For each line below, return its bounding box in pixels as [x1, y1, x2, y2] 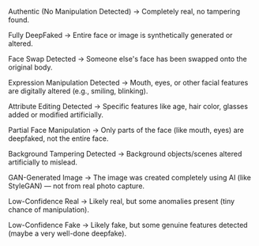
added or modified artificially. [8, 110, 104, 119]
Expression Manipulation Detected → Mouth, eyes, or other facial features [8, 78, 249, 87]
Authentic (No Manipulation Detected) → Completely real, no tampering [8, 7, 241, 16]
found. [8, 15, 30, 25]
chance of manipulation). [8, 205, 89, 214]
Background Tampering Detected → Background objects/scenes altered [8, 149, 242, 158]
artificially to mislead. [8, 157, 77, 167]
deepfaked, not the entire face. [8, 134, 109, 143]
